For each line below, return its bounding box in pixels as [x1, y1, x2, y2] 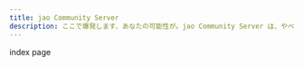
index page [9, 46, 52, 57]
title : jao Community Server [9, 13, 119, 23]
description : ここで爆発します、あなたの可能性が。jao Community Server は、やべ [9, 22, 295, 31]
